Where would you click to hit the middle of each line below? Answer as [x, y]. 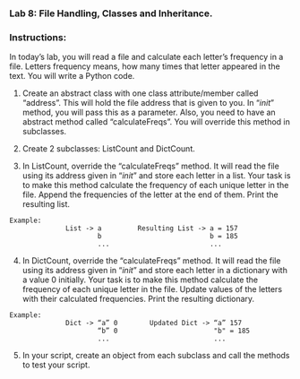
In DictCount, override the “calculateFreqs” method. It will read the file [151, 261]
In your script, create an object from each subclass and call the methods [156, 356]
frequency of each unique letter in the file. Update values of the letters [152, 289]
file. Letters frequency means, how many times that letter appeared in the [145, 66]
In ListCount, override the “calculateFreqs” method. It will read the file [150, 166]
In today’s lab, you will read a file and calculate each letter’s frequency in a [146, 57]
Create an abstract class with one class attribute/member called [140, 93]
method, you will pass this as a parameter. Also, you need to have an [149, 112]
